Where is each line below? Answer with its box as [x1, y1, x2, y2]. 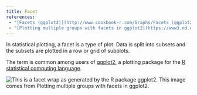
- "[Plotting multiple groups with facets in [8, 25, 122, 31]
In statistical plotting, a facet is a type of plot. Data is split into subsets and [6, 41, 186, 48]
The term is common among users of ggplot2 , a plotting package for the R [6, 59, 186, 66]
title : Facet [6, 8, 38, 15]
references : [6, 14, 35, 20]
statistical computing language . [6, 65, 82, 72]
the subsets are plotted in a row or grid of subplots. [6, 48, 130, 55]
